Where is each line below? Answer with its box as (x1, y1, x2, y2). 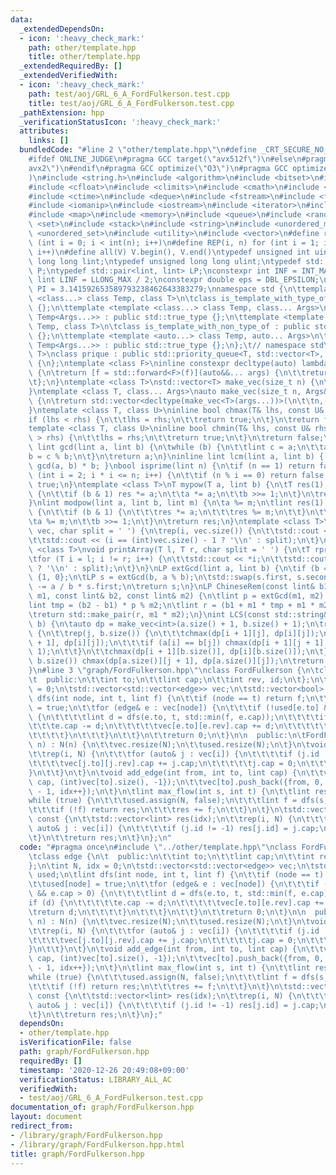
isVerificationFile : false (19, 1037, 132, 1048)
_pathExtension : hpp (19, 107, 105, 118)
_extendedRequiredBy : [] (19, 61, 123, 71)
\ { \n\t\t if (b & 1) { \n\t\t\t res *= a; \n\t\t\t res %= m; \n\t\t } (28, 507, 307, 518)
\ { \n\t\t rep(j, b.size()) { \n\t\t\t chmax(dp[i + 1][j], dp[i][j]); (28, 628, 320, 638)
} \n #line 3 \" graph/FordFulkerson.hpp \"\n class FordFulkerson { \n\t (28, 666, 320, 676)
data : (10, 14, 33, 25)
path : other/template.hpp (28, 42, 137, 53)
